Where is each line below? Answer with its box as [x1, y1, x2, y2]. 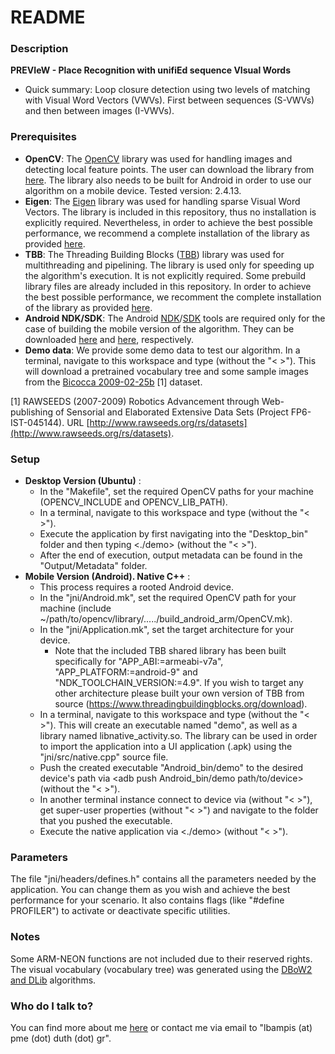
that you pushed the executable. [39, 815, 173, 827]
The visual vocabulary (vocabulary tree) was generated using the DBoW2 [10, 963, 313, 975]
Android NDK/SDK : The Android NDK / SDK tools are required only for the [24, 312, 326, 324]
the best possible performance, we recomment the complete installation [24, 291, 322, 303]
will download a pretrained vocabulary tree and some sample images [24, 365, 309, 377]
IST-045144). [10, 416, 65, 428]
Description [10, 42, 69, 56]
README [10, 6, 86, 29]
